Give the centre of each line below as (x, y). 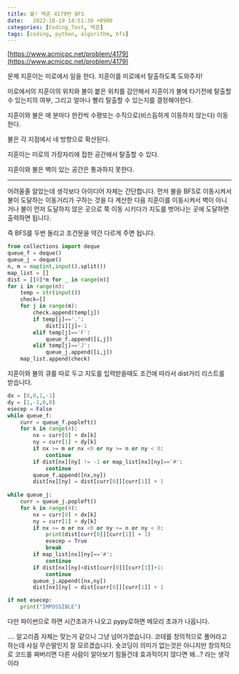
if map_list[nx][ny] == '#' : (73, 555)
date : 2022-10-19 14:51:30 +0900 (60, 21)
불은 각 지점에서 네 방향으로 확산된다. (59, 139)
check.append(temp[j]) (67, 313)
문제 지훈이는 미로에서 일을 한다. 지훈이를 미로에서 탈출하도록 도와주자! (105, 76)
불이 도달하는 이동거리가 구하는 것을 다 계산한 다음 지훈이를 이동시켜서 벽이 (111, 200)
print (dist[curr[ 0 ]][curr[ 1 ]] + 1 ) (98, 535)
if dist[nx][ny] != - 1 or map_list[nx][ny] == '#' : (108, 462)
